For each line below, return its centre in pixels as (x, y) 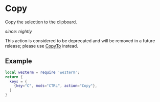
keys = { (18, 81)
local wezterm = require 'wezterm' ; (42, 72)
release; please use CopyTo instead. (42, 46)
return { (14, 77)
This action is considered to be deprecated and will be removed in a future (80, 41)
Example (19, 61)
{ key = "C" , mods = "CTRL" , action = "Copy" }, (56, 86)
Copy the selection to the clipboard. (41, 22)
